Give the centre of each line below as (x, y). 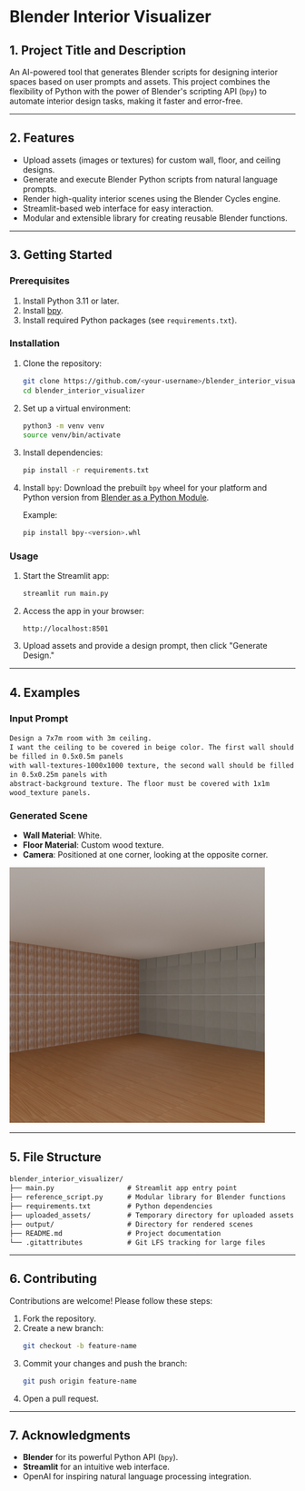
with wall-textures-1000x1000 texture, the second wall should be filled (152, 765)
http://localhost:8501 (65, 629)
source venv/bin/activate (71, 435)
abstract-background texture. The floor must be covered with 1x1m (140, 783)
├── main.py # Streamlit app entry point (123, 1188)
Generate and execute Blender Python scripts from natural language (150, 179)
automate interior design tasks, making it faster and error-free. (126, 101)
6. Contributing (53, 1279)
